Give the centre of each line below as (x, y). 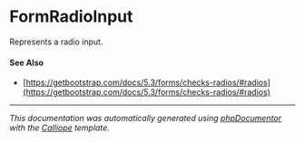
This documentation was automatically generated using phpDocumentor (146, 118)
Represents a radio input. (56, 42)
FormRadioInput (71, 17)
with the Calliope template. (60, 128)
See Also (26, 62)
